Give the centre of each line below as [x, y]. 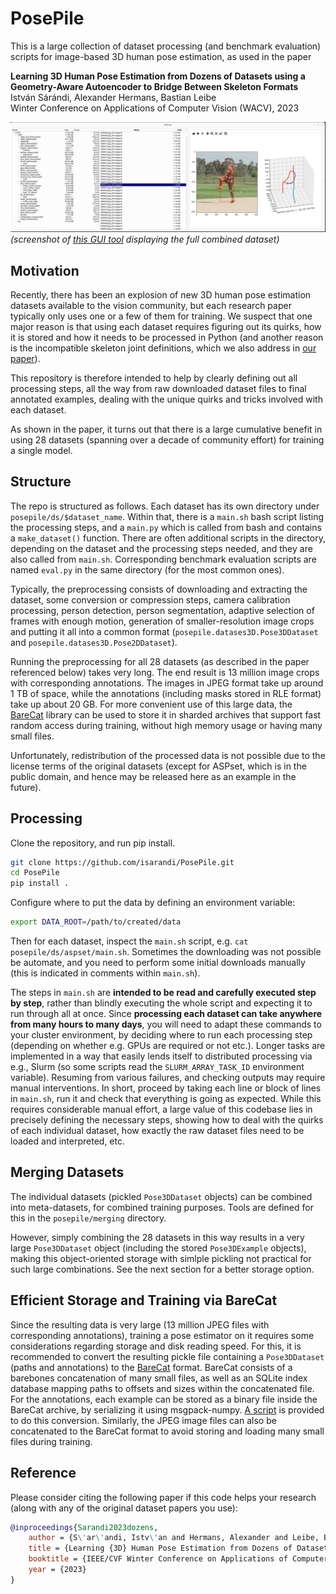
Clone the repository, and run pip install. [93, 843]
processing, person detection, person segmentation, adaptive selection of [162, 610]
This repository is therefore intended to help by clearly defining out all [154, 378]
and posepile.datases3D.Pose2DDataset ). [94, 642]
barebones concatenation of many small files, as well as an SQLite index [159, 1378]
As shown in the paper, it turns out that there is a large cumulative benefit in [166, 429]
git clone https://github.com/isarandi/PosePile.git [122, 862]
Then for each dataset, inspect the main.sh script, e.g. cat [129, 941]
